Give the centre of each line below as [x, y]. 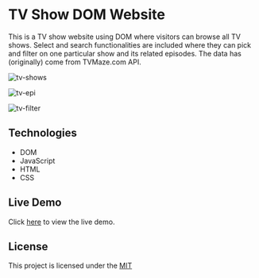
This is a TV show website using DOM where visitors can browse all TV [124, 37]
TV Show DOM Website [87, 15]
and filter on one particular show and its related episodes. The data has [125, 53]
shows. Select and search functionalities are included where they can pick [130, 44]
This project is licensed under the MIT [70, 266]
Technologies [43, 133]
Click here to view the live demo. [62, 222]
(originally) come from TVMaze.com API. [75, 62]
